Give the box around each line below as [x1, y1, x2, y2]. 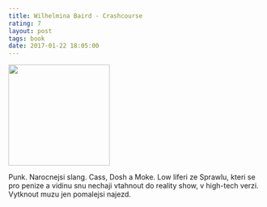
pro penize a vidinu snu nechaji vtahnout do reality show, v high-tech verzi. [8, 181, 259, 191]
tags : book [8, 34, 45, 43]
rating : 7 [8, 19, 42, 27]
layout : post [8, 27, 53, 35]
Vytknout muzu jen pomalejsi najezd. [8, 189, 132, 199]
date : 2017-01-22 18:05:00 [8, 42, 100, 50]
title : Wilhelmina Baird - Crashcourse [8, 11, 143, 20]
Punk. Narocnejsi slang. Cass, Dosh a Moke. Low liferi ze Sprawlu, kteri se [8, 172, 256, 182]
